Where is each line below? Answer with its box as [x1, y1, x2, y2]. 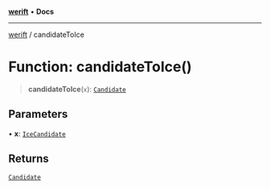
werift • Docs [8, 7, 55, 16]
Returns [8, 152, 50, 166]
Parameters [8, 107, 68, 121]
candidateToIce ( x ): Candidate [27, 84, 126, 94]
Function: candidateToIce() [8, 58, 193, 76]
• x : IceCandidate [8, 128, 66, 139]
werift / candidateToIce [8, 30, 84, 39]
